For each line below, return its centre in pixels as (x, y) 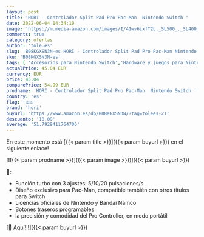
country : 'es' (24, 96)
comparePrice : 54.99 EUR (38, 85)
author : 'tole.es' (29, 46)
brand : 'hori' (24, 108)
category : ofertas (29, 40)
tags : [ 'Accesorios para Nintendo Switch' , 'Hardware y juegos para (95, 62)
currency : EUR (24, 74)
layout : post (23, 12)
